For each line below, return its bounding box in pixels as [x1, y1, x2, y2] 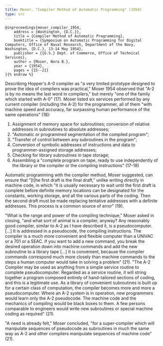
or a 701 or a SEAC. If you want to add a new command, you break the [5, 238, 145, 244]
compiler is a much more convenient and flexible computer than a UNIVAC [5, 233, 154, 239]
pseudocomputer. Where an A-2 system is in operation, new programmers [5, 290, 154, 296]
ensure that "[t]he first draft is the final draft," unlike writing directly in [5, 177, 144, 183]
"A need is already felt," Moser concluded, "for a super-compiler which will [5, 320, 155, 326]
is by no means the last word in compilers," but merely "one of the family [5, 91, 150, 96]
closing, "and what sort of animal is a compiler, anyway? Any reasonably [5, 217, 150, 223]
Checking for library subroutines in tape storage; [12, 152, 110, 158]
